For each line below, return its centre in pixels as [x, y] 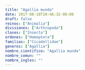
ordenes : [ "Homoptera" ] [30, 37]
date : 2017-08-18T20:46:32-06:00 [40, 14]
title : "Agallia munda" [30, 10]
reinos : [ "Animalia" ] [27, 23]
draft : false [19, 19]
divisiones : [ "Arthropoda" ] [34, 28]
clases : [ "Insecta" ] [26, 33]
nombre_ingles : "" [24, 60]
